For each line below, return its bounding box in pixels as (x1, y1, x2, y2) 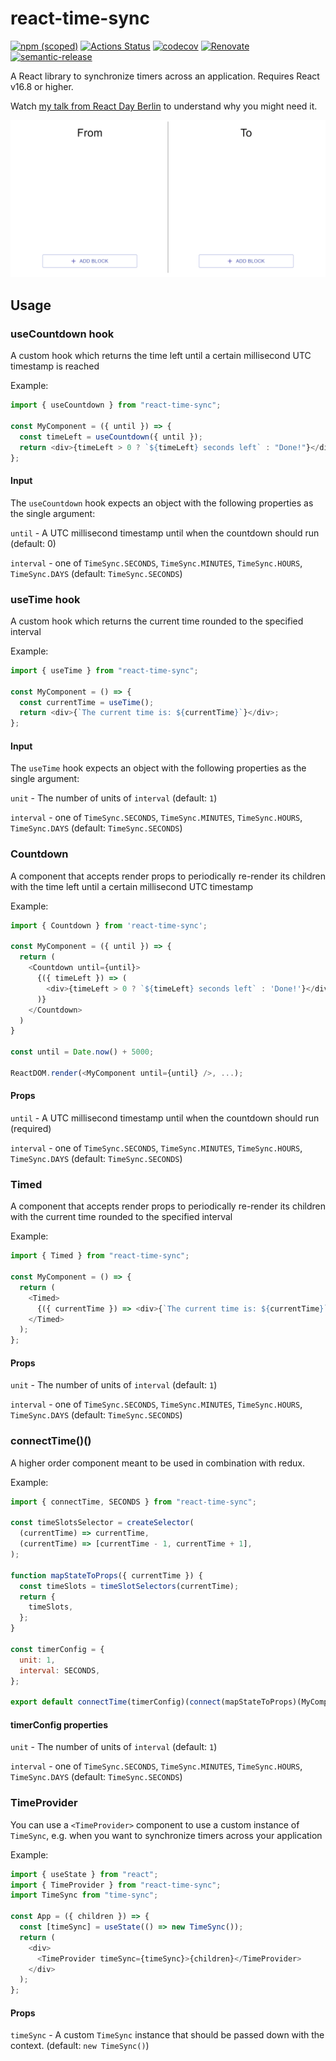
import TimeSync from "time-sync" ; (10, 1890, 159, 1901)
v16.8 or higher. (10, 80, 74, 92)
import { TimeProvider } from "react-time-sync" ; (10, 1880, 222, 1890)
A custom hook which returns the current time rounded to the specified (10, 615, 304, 627)
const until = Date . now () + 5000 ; (10, 1047, 155, 1057)
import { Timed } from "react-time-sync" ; (10, 1251, 190, 1261)
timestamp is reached (10, 360, 100, 372)
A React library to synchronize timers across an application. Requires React (10, 70, 320, 82)
